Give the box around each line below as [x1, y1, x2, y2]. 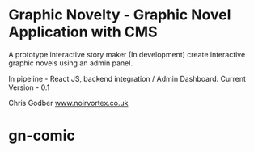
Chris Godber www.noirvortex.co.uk [8, 98, 129, 108]
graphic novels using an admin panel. [8, 58, 133, 68]
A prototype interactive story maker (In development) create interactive [8, 49, 246, 59]
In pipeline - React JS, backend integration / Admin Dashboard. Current [8, 74, 247, 83]
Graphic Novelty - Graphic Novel [8, 6, 231, 24]
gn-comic [8, 127, 75, 145]
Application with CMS [8, 23, 158, 41]
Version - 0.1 [8, 82, 50, 92]
